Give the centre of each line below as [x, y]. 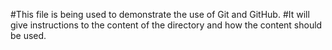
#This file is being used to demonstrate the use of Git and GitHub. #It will [160, 14]
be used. [28, 35]
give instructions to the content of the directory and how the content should [166, 25]
